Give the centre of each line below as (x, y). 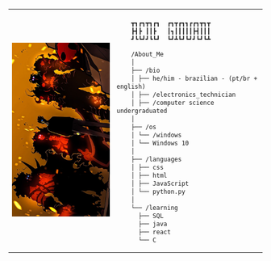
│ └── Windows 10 (160, 143)
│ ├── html (149, 175)
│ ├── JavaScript (160, 183)
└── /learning (155, 208)
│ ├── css (147, 167)
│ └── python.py (158, 192)
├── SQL (151, 216)
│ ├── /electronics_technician (183, 95)
